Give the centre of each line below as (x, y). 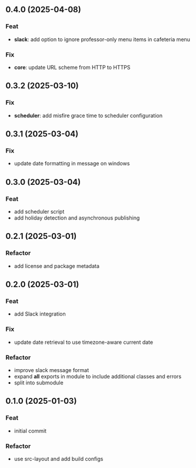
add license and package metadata (57, 266)
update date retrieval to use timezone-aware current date (84, 342)
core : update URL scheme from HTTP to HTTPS (72, 67)
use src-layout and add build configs (59, 459)
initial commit (30, 431)
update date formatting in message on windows (72, 164)
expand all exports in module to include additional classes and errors (98, 377)
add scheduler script (39, 212)
